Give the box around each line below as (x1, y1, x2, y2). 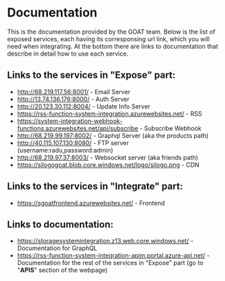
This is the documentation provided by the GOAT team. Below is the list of (7, 27, 216, 36)
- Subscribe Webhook (139, 124, 202, 132)
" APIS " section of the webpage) (16, 266, 108, 274)
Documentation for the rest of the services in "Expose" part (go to (16, 259, 204, 267)
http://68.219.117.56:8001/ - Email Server (16, 87, 131, 95)
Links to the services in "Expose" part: (7, 69, 176, 81)
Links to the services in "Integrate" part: (7, 181, 183, 192)
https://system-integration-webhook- (16, 117, 123, 125)
